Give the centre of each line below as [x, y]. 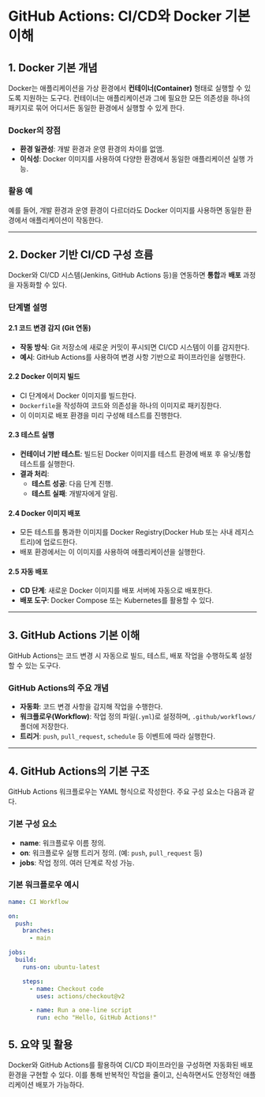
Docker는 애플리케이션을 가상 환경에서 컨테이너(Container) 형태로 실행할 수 [125, 88]
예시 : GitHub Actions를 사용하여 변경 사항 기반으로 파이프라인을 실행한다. [132, 357]
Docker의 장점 [35, 130]
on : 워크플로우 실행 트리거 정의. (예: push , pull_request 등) [111, 853]
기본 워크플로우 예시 [44, 885]
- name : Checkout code [66, 989]
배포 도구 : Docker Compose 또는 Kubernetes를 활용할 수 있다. [117, 600]
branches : [39, 931]
